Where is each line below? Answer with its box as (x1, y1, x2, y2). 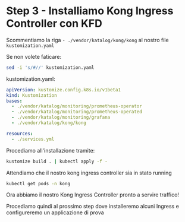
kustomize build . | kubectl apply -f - (6, 158, 108, 164)
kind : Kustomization (6, 92, 58, 99)
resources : (6, 131, 33, 137)
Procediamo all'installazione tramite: (6, 147, 95, 154)
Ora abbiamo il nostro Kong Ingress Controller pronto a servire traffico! (6, 191, 180, 198)
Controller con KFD (6, 17, 102, 30)
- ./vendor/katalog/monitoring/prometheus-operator (11, 103, 143, 109)
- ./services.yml (11, 136, 55, 142)
